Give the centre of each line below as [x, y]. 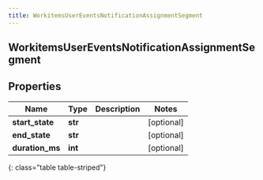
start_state [33, 122]
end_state [31, 135]
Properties [35, 86]
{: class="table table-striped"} [57, 167]
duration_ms [36, 148]
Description [118, 109]
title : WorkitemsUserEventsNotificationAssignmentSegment [105, 15]
